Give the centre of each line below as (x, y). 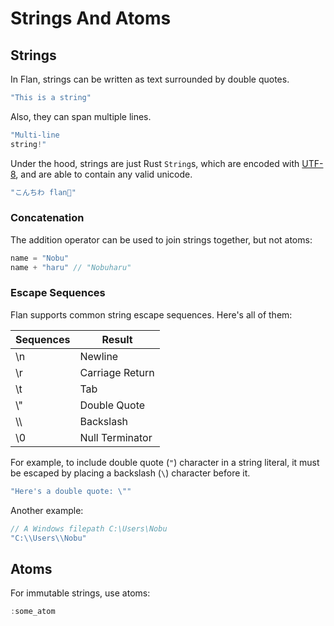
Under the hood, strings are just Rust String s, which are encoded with (155, 163)
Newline (99, 356)
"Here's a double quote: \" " (71, 491)
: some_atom (33, 612)
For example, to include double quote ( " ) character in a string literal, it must (165, 462)
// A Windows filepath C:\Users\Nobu (89, 528)
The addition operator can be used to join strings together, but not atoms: (161, 239)
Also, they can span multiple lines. (81, 116)
